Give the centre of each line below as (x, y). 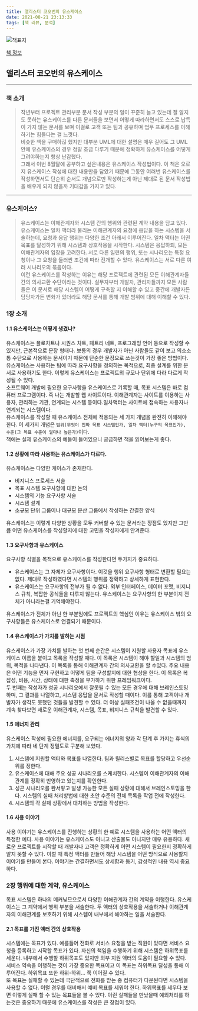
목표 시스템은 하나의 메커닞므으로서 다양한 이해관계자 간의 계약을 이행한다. (91, 900)
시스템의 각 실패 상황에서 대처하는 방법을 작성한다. (72, 803)
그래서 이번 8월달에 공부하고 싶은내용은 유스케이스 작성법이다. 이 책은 (100, 164)
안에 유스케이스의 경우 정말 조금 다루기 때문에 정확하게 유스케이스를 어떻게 (105, 149)
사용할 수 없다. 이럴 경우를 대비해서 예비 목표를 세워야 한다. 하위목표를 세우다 (94, 988)
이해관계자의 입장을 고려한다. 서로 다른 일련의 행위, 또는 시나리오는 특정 (102, 252)
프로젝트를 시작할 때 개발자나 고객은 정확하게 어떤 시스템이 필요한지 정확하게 (104, 846)
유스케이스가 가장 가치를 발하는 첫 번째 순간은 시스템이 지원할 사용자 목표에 (92, 650)
